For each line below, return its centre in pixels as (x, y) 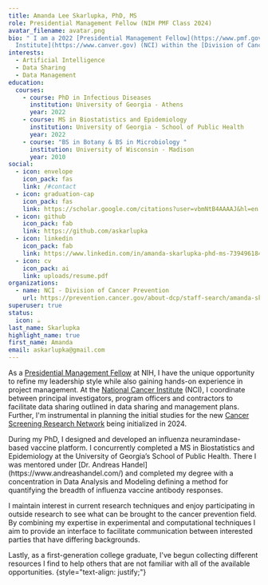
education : (26, 82)
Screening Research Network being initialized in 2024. (98, 424)
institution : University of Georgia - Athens (106, 105)
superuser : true (35, 305)
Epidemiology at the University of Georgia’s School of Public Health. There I (132, 456)
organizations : (33, 283)
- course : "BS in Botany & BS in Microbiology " (105, 142)
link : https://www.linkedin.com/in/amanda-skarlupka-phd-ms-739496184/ (144, 253)
